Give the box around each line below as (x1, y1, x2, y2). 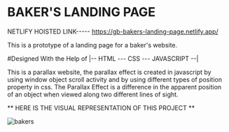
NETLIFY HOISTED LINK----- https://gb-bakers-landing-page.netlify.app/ (7, 27, 218, 36)
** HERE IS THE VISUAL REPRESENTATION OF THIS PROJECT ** (7, 103, 195, 112)
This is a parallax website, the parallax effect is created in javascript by (7, 68, 211, 76)
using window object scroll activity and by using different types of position (7, 75, 223, 84)
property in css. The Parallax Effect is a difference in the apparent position (7, 82, 222, 91)
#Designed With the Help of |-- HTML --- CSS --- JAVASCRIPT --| (7, 54, 199, 63)
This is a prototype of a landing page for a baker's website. (7, 41, 178, 49)
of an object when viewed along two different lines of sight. (7, 90, 179, 98)
